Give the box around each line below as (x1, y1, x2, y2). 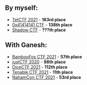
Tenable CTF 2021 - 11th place (12, 69, 73, 75)
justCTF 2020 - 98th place (12, 59, 66, 65)
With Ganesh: (5, 41, 47, 49)
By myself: (5, 4, 38, 12)
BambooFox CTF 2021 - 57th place (12, 54, 82, 59)
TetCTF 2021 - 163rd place (12, 16, 66, 22)
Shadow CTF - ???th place (12, 27, 66, 33)
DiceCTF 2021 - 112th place (12, 64, 68, 70)
